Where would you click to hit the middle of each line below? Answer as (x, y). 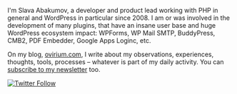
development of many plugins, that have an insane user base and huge (112, 25)
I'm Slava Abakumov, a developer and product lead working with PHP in (113, 10)
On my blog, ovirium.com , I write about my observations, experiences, (111, 54)
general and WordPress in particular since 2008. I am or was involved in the (119, 18)
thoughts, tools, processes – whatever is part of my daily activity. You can (116, 62)
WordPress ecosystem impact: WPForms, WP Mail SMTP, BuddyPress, (111, 33)
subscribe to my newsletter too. (54, 69)
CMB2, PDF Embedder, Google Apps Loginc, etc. (79, 41)
